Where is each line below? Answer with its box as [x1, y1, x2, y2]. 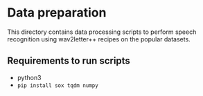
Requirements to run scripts [7, 55, 130, 67]
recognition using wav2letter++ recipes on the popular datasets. [7, 35, 191, 43]
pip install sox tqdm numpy [17, 81, 98, 89]
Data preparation [7, 5, 107, 21]
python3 [17, 73, 42, 81]
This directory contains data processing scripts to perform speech [7, 28, 197, 36]
